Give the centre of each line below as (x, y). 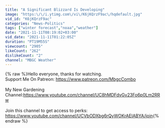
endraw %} (17, 121)
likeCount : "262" (23, 51)
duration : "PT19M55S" (27, 42)
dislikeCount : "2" (24, 55)
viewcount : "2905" (24, 46)
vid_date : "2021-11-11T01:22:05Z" (41, 37)
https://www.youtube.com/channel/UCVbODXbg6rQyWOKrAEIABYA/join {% (82, 116)
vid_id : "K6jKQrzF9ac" (28, 19)
